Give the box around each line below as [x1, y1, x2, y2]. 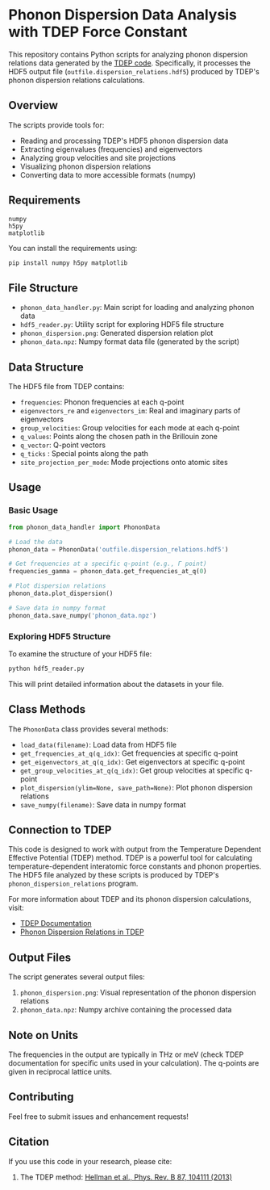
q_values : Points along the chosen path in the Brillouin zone [19, 432, 218, 442]
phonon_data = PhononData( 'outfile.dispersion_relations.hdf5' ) [8, 545, 229, 554]
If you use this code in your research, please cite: [8, 1156, 172, 1166]
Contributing [8, 1090, 74, 1104]
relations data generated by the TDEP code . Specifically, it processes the [8, 58, 251, 68]
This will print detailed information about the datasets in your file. [8, 679, 224, 689]
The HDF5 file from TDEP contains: [8, 382, 125, 392]
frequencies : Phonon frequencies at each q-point [19, 397, 185, 407]
